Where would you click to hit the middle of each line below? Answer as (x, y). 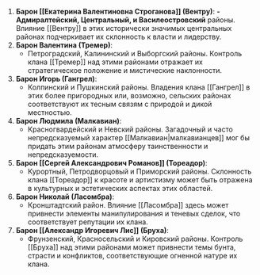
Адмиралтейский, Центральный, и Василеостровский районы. (125, 20)
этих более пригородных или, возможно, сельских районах (129, 95)
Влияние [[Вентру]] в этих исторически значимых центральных (124, 28)
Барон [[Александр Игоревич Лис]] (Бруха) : (92, 230)
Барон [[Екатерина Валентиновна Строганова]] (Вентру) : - (118, 11)
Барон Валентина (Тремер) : (64, 45)
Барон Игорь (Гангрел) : (56, 79)
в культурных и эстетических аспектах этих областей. (120, 188)
